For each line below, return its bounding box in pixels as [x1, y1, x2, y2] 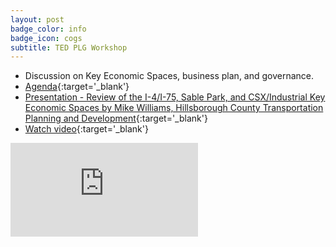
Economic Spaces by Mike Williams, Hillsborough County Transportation [24, 102, 324, 114]
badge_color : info [10, 24, 87, 34]
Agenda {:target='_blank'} [24, 81, 130, 93]
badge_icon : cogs [10, 33, 83, 43]
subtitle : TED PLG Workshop [10, 42, 128, 53]
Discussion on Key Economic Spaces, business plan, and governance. [24, 70, 315, 82]
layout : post [10, 14, 65, 25]
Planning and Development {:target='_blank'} [24, 112, 208, 125]
